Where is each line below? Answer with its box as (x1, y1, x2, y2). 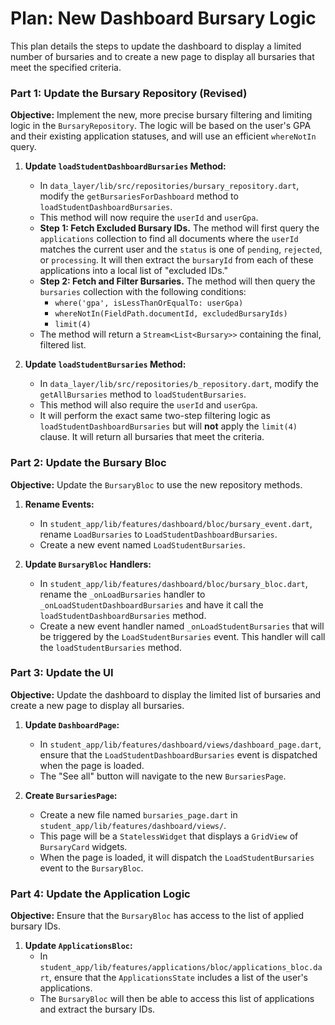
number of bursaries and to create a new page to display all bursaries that (10, 50, 315, 62)
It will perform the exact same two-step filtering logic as (39, 410, 271, 422)
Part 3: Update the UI (10, 666, 114, 680)
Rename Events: (24, 498, 95, 510)
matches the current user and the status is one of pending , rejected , (39, 243, 323, 256)
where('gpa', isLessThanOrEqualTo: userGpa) (54, 298, 244, 309)
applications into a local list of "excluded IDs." (39, 265, 228, 277)
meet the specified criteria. (10, 61, 122, 73)
